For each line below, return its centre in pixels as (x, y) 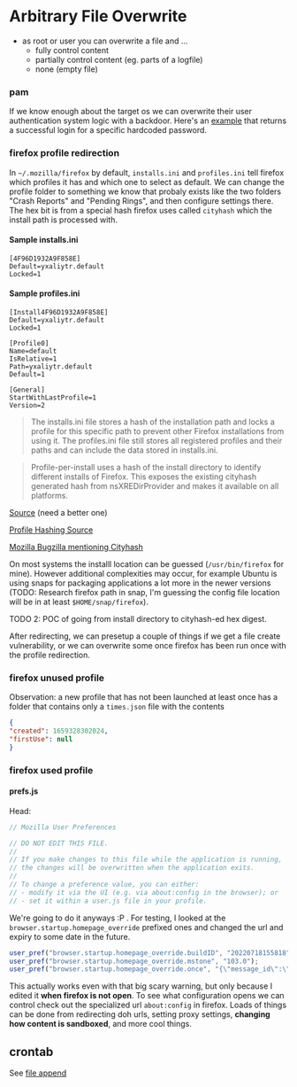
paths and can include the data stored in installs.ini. (124, 450)
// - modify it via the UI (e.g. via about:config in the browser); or (144, 892)
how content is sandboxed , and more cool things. (101, 1024)
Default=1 (27, 374)
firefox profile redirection (65, 153)
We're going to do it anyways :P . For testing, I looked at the (118, 918)
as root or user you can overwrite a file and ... (105, 41)
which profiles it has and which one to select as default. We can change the (147, 182)
